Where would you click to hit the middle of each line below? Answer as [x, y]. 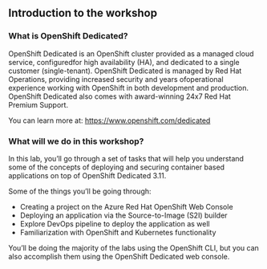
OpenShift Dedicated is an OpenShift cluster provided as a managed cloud [131, 53]
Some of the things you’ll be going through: [80, 191]
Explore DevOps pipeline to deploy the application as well [115, 223]
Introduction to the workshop [83, 13]
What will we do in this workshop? [76, 141]
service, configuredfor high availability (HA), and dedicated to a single [124, 62]
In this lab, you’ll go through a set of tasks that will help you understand [126, 158]
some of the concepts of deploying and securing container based [117, 167]
